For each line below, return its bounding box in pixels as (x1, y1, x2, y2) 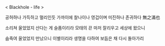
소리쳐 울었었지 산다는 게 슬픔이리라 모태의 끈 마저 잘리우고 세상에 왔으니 (5, 25, 145, 31)
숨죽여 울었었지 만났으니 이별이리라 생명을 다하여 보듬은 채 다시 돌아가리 (5, 36, 144, 41)
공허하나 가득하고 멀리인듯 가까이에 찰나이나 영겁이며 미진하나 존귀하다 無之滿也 (5, 14, 160, 20)
